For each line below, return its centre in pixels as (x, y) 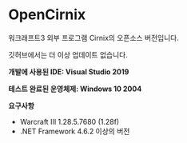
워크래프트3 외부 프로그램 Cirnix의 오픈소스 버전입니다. (94, 38)
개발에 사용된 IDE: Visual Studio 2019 (69, 71)
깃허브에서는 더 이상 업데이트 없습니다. (68, 54)
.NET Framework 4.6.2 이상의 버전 (75, 131)
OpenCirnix (47, 15)
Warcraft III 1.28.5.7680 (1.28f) (70, 121)
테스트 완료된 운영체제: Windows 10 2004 (75, 89)
